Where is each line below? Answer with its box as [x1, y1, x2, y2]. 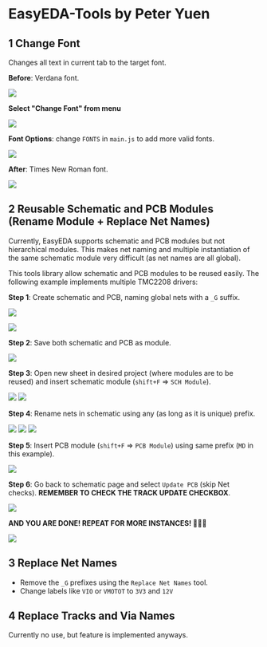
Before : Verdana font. [8, 73, 80, 82]
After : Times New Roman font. [8, 164, 108, 174]
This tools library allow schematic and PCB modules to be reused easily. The [8, 268, 260, 278]
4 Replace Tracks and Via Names [8, 610, 175, 623]
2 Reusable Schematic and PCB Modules [8, 203, 214, 216]
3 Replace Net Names [8, 556, 118, 570]
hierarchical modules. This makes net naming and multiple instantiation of [8, 244, 250, 254]
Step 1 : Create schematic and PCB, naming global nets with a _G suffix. [8, 292, 241, 302]
